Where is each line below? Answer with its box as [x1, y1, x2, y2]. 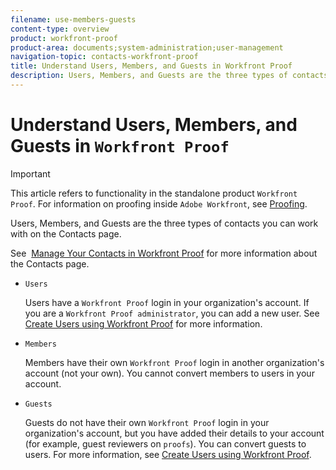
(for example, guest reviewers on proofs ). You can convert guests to [24, 437, 307, 450]
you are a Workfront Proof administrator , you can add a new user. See [24, 307, 320, 319]
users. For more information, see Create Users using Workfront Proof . [24, 448, 312, 460]
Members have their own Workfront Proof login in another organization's [24, 356, 325, 368]
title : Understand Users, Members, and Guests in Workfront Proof [10, 61, 293, 71]
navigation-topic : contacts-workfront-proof [10, 52, 199, 62]
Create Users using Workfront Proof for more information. [24, 317, 263, 330]
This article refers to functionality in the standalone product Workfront [10, 187, 298, 199]
